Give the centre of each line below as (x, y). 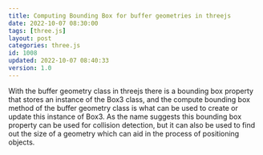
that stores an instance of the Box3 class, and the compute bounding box (129, 99)
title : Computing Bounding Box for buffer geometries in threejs (119, 16)
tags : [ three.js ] (37, 31)
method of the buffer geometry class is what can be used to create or (123, 108)
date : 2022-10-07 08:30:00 (53, 23)
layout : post (30, 38)
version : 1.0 (30, 68)
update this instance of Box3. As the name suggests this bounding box (125, 116)
